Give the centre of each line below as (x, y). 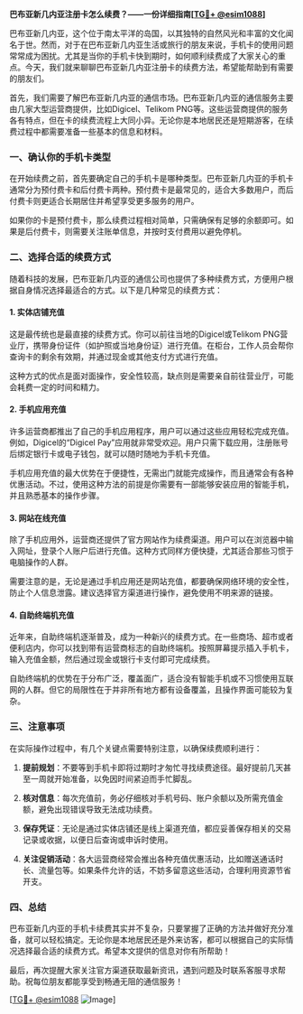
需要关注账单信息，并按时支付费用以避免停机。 (159, 232)
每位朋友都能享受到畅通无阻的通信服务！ (108, 981)
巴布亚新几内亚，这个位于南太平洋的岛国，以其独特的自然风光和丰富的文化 (147, 33)
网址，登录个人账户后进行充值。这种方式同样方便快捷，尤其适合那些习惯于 (155, 551)
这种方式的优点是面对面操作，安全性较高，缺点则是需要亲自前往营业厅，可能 (151, 376)
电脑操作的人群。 (41, 563)
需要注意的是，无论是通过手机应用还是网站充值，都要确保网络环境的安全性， (151, 581)
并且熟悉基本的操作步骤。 (57, 495)
